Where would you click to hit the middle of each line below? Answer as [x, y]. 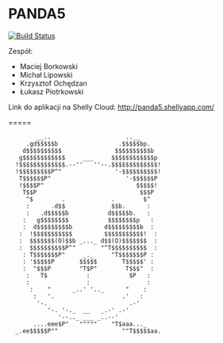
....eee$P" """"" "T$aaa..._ [90, 324]
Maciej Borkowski [48, 66]
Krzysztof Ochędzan [53, 83]
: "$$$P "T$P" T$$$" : [88, 269]
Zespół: [21, 51]
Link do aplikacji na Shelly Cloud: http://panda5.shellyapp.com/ [111, 107]
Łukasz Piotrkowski [52, 91]
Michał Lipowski [46, 74]
